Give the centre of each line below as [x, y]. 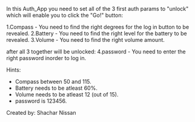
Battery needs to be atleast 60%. [56, 88]
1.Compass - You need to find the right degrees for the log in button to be [98, 27]
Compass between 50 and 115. [53, 82]
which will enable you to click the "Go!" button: [65, 15]
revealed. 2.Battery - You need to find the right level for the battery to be [97, 33]
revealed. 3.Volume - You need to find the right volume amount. [86, 40]
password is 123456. [41, 101]
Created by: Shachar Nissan [41, 113]
